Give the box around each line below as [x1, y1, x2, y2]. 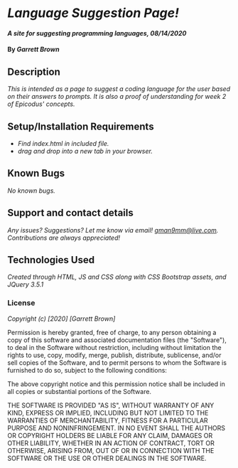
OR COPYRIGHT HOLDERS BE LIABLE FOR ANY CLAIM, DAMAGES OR [7, 431, 213, 440]
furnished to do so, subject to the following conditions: [7, 366, 167, 374]
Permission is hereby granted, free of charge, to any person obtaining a [7, 328, 217, 336]
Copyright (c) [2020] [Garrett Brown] [7, 314, 116, 323]
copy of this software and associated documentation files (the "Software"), [7, 336, 227, 344]
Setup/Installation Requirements [7, 120, 154, 132]
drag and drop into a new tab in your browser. [17, 147, 153, 155]
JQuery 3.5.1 [7, 280, 44, 289]
